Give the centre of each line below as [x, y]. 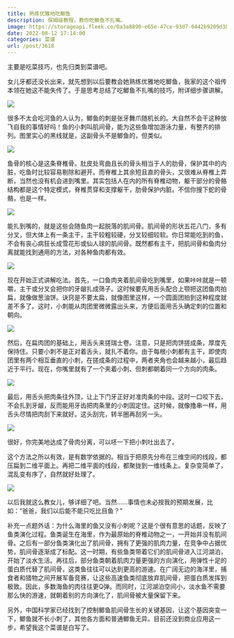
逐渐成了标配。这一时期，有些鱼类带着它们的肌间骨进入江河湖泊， [132, 552]
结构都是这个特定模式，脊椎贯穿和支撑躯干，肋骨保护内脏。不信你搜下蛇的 [114, 189]
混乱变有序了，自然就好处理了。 [53, 474]
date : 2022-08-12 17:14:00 [46, 33]
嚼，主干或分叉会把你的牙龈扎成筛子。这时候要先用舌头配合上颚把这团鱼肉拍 [117, 289]
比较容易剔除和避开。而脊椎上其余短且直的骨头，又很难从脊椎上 [129, 172]
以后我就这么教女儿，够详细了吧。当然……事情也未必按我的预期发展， [107, 502]
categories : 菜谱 [31, 40]
